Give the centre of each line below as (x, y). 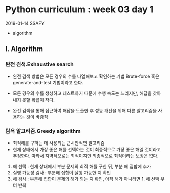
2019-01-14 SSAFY (25, 23)
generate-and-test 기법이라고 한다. (48, 82)
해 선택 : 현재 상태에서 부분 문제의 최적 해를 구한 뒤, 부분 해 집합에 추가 (82, 166)
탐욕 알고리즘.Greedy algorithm (43, 131)
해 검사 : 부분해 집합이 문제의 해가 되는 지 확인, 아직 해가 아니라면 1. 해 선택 (86, 179)
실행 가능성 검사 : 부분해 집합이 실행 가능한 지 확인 (62, 172)
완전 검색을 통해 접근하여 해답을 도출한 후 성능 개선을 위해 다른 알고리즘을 (85, 110)
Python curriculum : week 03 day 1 (79, 9)
